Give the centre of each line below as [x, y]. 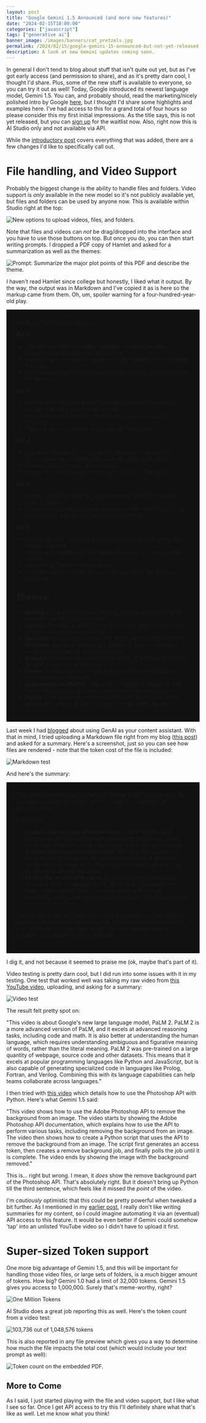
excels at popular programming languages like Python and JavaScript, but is [103, 1061]
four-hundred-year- [171, 294]
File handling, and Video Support [92, 171]
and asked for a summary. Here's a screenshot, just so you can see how [97, 743]
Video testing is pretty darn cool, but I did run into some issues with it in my [101, 973]
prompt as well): [27, 1355]
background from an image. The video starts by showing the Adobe [92, 1118]
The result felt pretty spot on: [44, 1010]
